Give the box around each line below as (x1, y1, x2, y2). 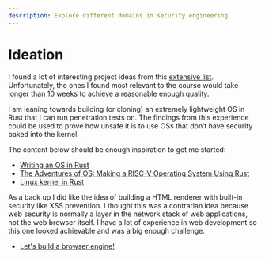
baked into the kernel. (8, 129, 79, 139)
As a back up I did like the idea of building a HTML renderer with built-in (8, 192, 243, 202)
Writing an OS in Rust (19, 160, 89, 169)
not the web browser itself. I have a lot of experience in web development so (8, 217, 257, 227)
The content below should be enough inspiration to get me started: (8, 144, 226, 154)
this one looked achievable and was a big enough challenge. (8, 226, 206, 235)
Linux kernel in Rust (19, 177, 85, 186)
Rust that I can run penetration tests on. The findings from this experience (8, 112, 249, 122)
